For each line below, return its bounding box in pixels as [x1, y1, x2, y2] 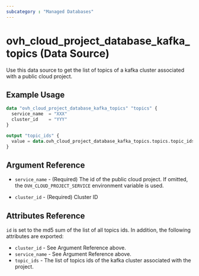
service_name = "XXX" [11, 111, 68, 117]
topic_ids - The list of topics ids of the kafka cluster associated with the [14, 257, 191, 264]
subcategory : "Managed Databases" [6, 8, 94, 15]
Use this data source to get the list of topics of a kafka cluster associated [6, 66, 185, 73]
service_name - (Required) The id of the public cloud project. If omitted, [14, 176, 188, 183]
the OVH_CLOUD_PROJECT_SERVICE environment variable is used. [14, 182, 164, 190]
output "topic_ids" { [6, 133, 60, 139]
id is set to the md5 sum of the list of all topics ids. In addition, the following [6, 226, 191, 234]
